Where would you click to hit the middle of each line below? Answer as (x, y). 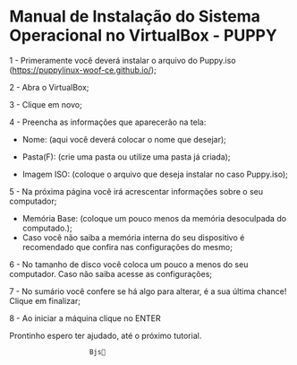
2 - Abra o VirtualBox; (49, 87)
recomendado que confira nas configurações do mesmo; (127, 247)
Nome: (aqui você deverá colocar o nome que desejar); (124, 139)
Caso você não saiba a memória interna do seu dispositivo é (133, 237)
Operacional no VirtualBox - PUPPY (143, 35)
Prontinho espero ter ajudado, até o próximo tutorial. (106, 335)
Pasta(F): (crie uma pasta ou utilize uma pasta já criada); (126, 156)
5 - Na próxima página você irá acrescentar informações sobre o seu (136, 191)
